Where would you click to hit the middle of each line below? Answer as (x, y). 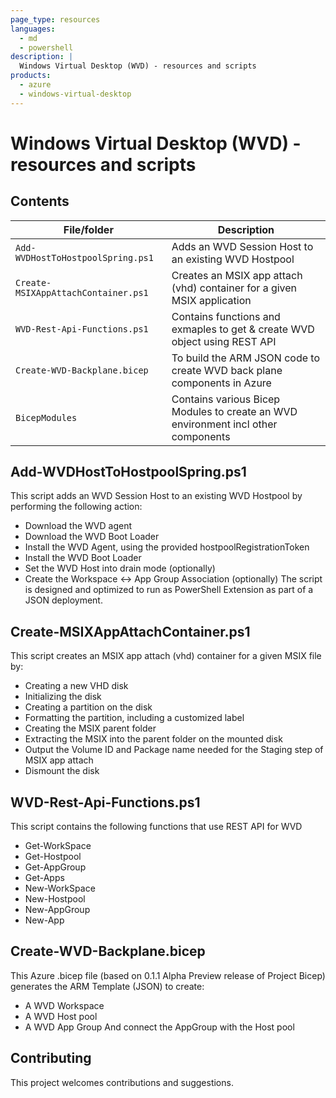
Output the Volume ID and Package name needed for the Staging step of (174, 750)
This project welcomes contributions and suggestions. (122, 1082)
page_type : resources (55, 19)
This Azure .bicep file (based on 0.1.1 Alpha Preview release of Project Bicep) (168, 975)
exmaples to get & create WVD (243, 329)
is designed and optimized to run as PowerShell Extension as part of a (169, 590)
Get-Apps (44, 878)
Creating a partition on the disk (88, 707)
